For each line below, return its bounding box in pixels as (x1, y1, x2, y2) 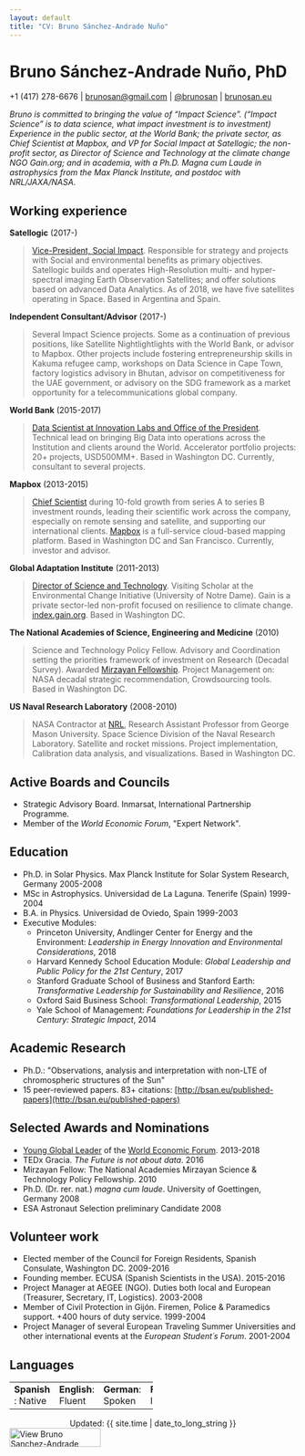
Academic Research (9, 1041, 127, 1056)
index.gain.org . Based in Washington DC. (31, 609, 186, 620)
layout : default (9, 13, 71, 23)
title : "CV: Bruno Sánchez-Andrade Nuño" (9, 22, 169, 31)
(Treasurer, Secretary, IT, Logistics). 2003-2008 (22, 1292, 203, 1303)
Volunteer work (9, 1229, 99, 1244)
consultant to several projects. (31, 462, 146, 473)
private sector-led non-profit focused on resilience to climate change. (31, 599, 294, 611)
